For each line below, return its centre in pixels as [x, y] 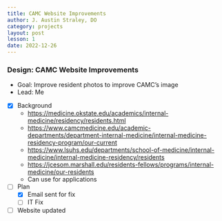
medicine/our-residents [61, 172]
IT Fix [35, 202]
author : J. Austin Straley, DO [52, 20]
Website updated [41, 210]
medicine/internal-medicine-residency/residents [96, 157]
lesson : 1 [21, 39]
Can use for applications [62, 180]
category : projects [35, 26]
